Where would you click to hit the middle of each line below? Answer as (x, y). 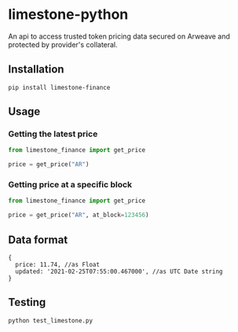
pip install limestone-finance (59, 87)
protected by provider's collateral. (63, 44)
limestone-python (68, 15)
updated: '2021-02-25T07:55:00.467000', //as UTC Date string (119, 272)
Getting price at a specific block (70, 185)
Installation (36, 70)
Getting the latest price (53, 134)
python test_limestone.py (50, 320)
